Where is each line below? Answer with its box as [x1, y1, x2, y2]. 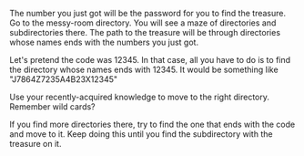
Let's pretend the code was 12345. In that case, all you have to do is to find [9, 55, 291, 65]
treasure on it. [9, 139, 62, 149]
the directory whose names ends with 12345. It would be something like [9, 64, 279, 75]
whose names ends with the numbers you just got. [9, 36, 198, 47]
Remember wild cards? [9, 101, 96, 112]
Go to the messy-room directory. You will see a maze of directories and [9, 17, 277, 28]
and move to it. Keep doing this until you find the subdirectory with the [9, 129, 273, 140]
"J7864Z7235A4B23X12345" [9, 74, 118, 85]
